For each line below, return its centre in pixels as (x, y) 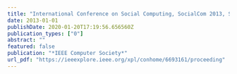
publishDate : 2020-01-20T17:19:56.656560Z (71, 27)
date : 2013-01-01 (33, 20)
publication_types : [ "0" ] (45, 33)
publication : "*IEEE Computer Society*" (68, 54)
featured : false (31, 47)
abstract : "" (26, 40)
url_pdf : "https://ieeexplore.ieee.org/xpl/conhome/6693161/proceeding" (116, 60)
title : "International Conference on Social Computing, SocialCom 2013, (116, 14)
